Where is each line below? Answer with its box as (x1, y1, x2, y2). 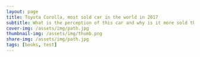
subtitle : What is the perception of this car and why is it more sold (6, 20, 187, 26)
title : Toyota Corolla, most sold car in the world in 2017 (6, 14, 159, 20)
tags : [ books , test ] (6, 42, 58, 48)
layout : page (6, 8, 39, 15)
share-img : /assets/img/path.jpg (6, 36, 89, 42)
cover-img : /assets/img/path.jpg (6, 25, 89, 31)
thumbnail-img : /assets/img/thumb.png (6, 31, 102, 37)
